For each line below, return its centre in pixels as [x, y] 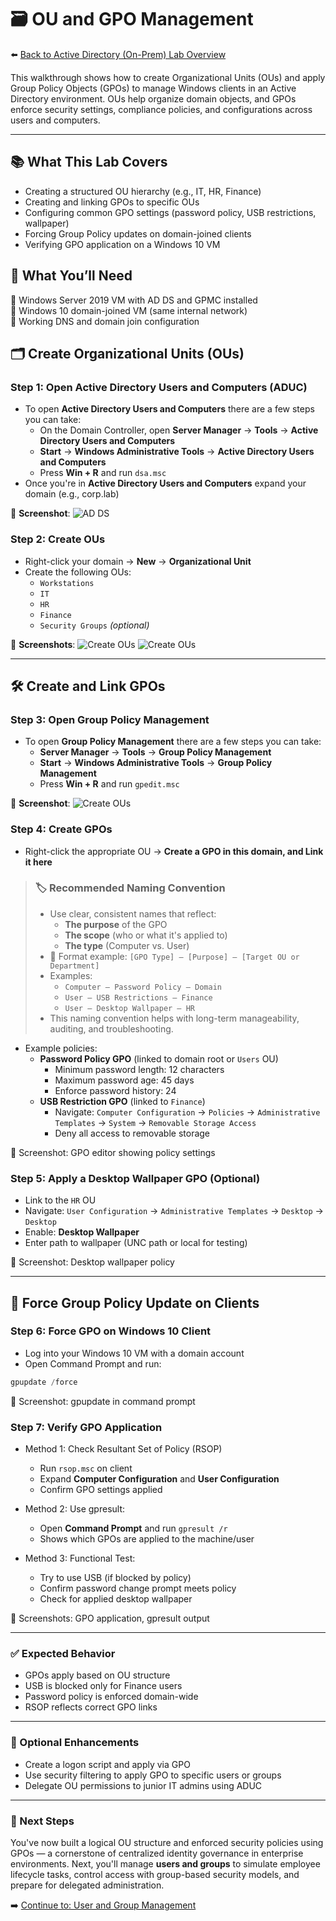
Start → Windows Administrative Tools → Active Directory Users [177, 452]
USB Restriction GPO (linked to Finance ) [122, 1101]
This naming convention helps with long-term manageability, [174, 1018]
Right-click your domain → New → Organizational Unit [138, 561]
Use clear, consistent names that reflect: [133, 913]
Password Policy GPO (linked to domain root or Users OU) [159, 1058]
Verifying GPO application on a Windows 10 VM [122, 244]
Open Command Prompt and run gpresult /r [133, 1528]
